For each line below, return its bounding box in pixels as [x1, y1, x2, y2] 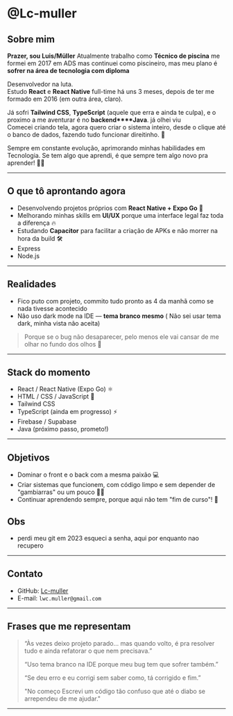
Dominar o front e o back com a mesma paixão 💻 [17, 470, 159, 479]
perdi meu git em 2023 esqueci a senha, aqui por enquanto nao [17, 534, 200, 543]
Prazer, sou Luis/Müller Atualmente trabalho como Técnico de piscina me [7, 51, 221, 60]
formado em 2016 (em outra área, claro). [7, 95, 123, 103]
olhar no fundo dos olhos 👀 [24, 340, 102, 348]
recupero [17, 541, 44, 550]
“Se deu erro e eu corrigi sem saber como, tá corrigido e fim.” [24, 674, 201, 682]
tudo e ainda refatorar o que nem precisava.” [24, 646, 153, 655]
